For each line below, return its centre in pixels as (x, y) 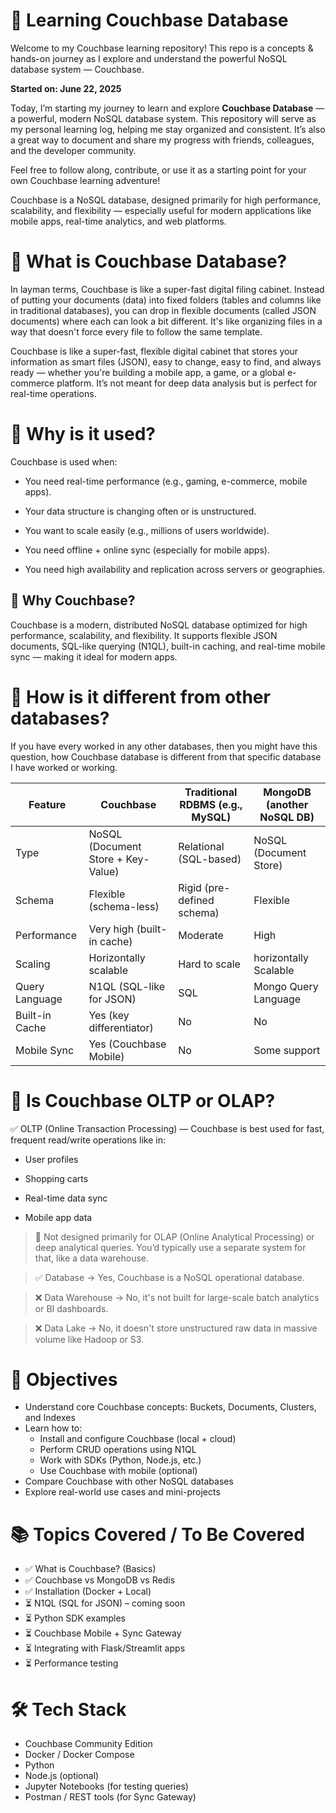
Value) (104, 871)
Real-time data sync (66, 1198)
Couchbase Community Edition (88, 1744)
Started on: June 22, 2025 (66, 88)
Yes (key (109, 1015)
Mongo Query (286, 986)
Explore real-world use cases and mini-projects (122, 1492)
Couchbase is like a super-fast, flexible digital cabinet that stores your (154, 351)
